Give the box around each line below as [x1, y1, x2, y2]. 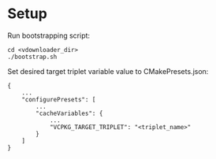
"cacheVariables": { [35, 109, 103, 117]
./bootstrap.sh [7, 53, 58, 61]
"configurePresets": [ [21, 95, 96, 103]
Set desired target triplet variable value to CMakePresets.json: [7, 66, 209, 76]
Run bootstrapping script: [7, 31, 91, 40]
